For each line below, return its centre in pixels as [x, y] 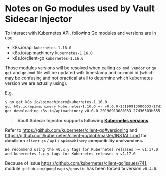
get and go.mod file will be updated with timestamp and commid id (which [80, 72]
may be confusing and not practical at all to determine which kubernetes [79, 78]
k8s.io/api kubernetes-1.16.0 [42, 47]
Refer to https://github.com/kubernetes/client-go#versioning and [71, 130]
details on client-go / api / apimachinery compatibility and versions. [74, 141]
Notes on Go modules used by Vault [80, 9]
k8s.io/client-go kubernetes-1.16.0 [48, 58]
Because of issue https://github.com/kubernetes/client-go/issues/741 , [76, 163]
